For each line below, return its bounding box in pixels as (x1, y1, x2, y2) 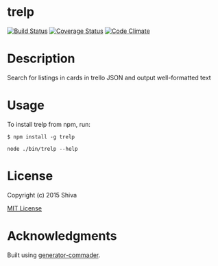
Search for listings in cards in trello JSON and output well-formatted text (7, 73, 211, 82)
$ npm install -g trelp (7, 133, 75, 141)
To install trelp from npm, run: (7, 120, 90, 128)
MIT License (7, 204, 43, 213)
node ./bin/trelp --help (7, 145, 78, 152)
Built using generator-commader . (7, 251, 101, 259)
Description (7, 51, 75, 66)
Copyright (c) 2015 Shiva (7, 191, 77, 199)
